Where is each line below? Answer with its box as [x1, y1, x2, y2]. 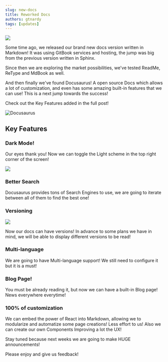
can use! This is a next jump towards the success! [5, 91, 108, 97]
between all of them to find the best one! [5, 195, 89, 201]
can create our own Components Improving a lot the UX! [5, 326, 122, 332]
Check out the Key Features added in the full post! [5, 100, 109, 106]
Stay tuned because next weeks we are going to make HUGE [5, 336, 131, 342]
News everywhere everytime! [5, 292, 66, 298]
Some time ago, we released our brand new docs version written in [5, 45, 144, 51]
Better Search [5, 178, 40, 185]
